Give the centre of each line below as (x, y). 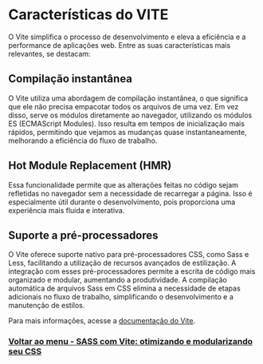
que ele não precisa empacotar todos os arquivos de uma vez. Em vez (124, 106)
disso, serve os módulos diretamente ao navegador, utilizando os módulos (130, 115)
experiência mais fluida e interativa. (67, 210)
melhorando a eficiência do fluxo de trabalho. (83, 140)
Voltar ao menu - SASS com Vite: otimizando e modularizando (131, 342)
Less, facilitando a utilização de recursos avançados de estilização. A (122, 263)
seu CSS (25, 351)
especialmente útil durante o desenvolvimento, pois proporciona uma (122, 202)
